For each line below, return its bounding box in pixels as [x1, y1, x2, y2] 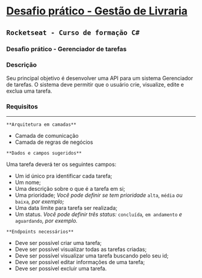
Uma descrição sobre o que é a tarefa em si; [14, 185, 126, 193]
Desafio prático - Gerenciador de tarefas [6, 45, 127, 53]
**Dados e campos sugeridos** [6, 150, 82, 156]
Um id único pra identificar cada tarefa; [14, 173, 112, 180]
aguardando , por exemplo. [14, 217, 78, 224]
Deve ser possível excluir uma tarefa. [14, 265, 107, 272]
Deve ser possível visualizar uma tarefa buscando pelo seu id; [14, 252, 169, 259]
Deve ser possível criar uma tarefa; [14, 239, 102, 247]
